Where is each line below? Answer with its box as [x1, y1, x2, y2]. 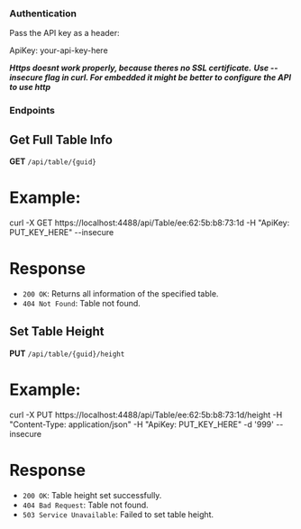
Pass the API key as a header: [9, 28, 120, 39]
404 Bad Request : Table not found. [22, 499, 149, 510]
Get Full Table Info [9, 132, 113, 147]
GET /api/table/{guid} [9, 156, 96, 167]
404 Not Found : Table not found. [22, 297, 141, 308]
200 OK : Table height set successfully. [22, 489, 162, 500]
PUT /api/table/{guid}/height [9, 348, 125, 359]
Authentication [9, 7, 77, 20]
